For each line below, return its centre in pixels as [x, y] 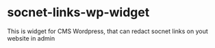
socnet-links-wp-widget [78, 13]
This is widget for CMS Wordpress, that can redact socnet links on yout [108, 31]
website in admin [31, 38]
